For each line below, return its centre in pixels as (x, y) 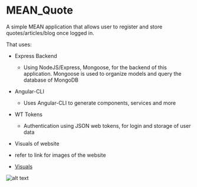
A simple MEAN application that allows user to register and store (84, 27)
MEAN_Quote (40, 10)
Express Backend (36, 56)
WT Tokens (29, 114)
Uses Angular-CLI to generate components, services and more (99, 103)
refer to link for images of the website (60, 155)
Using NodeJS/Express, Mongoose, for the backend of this (95, 67)
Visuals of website (37, 143)
